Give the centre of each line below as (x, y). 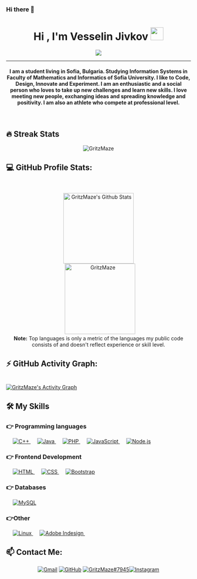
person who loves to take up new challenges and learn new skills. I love (98, 90)
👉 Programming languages (46, 426)
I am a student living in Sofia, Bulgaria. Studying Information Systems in (98, 71)
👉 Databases (26, 487)
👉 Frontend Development (44, 457)
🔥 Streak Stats (33, 134)
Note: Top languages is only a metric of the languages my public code (98, 338)
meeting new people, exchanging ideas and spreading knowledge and (98, 96)
